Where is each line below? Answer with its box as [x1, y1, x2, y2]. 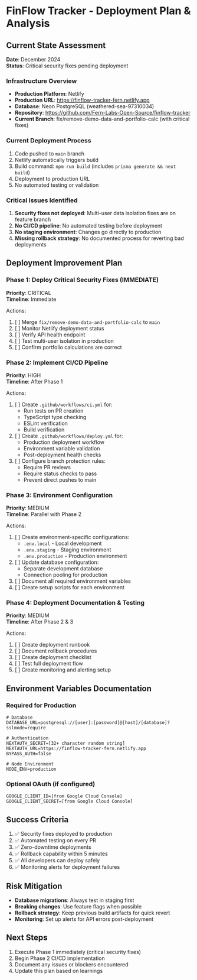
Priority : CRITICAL [6, 289, 51, 296]
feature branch [14, 216, 51, 223]
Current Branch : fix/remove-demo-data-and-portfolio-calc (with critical [14, 115, 190, 122]
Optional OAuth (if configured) [6, 780, 96, 788]
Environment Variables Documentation [6, 683, 152, 693]
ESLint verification [23, 420, 68, 427]
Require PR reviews [23, 463, 71, 470]
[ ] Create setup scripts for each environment [14, 584, 125, 591]
